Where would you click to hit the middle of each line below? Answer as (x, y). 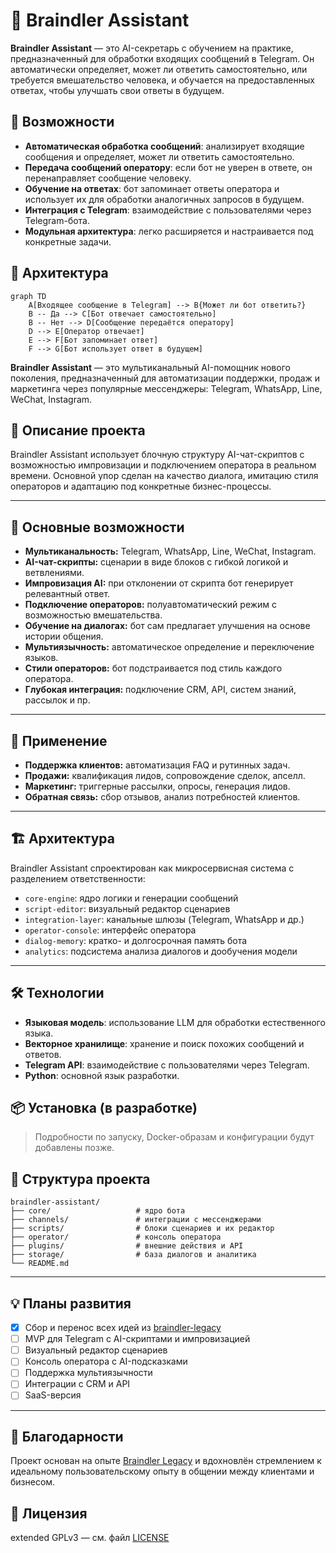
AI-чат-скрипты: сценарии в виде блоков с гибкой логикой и (156, 562)
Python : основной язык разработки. (102, 1075)
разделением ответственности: (78, 878)
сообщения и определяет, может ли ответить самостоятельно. (159, 156)
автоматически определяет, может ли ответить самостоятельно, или (159, 69)
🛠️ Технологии (57, 993)
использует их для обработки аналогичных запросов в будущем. (164, 199)
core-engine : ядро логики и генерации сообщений (131, 898)
